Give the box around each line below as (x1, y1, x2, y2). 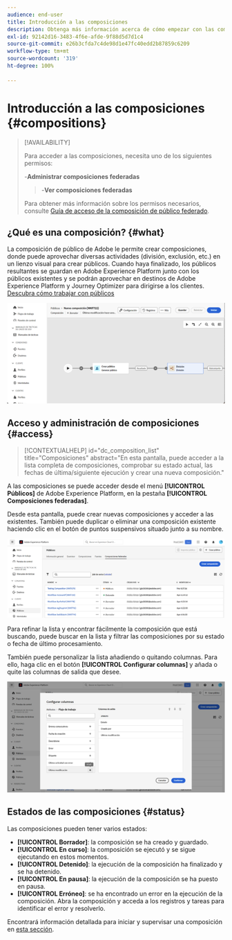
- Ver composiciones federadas (41, 186, 133, 194)
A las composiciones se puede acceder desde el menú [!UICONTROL (7, 482, 205, 490)
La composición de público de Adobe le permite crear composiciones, (7, 245, 207, 253)
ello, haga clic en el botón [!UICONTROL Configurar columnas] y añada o (7, 660, 217, 668)
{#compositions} (7, 115, 107, 131)
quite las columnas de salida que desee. (7, 668, 122, 676)
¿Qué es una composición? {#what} (7, 226, 164, 238)
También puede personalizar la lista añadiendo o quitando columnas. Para (7, 652, 217, 661)
